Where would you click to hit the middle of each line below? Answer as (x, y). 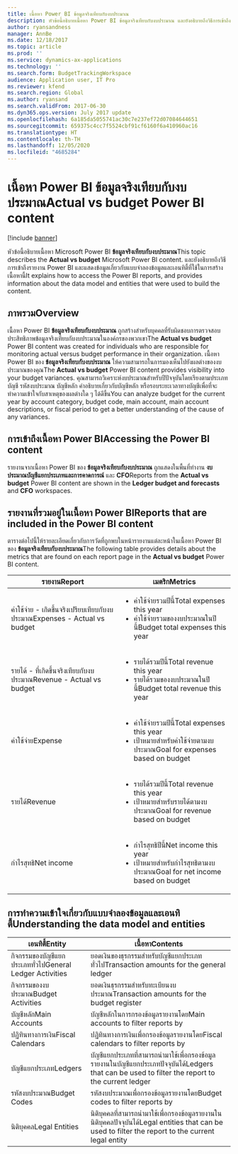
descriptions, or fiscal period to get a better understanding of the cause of (116, 409)
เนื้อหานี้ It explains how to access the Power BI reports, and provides (105, 275)
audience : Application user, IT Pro (61, 80)
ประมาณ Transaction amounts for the (148, 994)
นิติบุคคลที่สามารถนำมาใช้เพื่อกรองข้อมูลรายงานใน (156, 1114)
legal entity (109, 1140)
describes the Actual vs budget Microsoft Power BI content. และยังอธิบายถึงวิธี (117, 259)
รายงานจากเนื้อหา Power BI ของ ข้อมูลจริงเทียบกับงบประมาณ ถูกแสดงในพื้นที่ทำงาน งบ (110, 467)
